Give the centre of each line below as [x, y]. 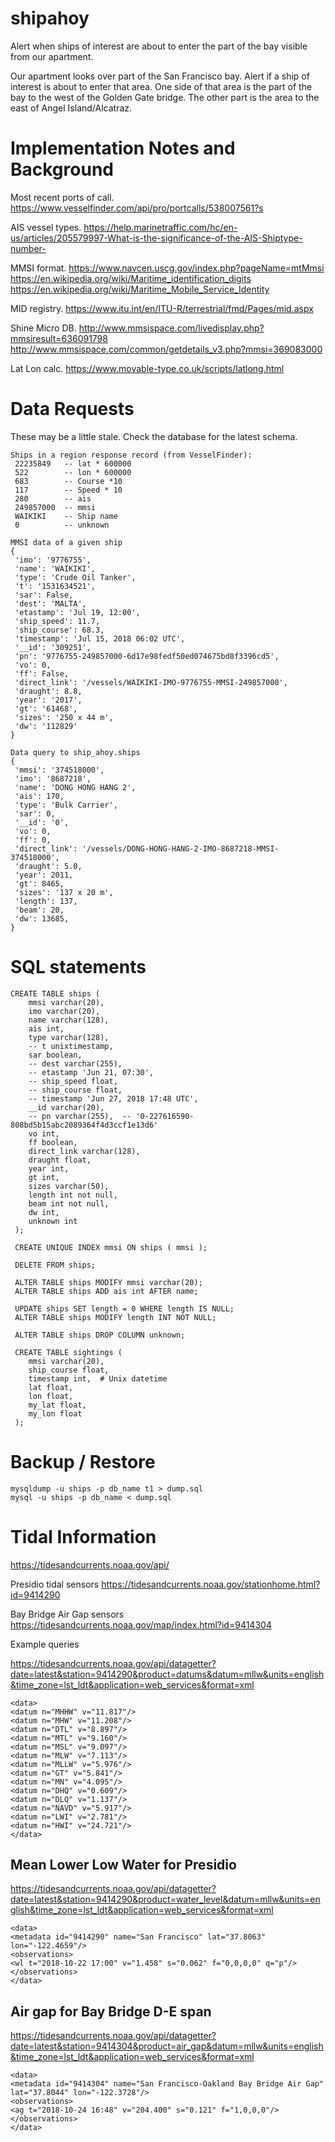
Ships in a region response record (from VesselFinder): [131, 455]
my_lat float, [57, 1405]
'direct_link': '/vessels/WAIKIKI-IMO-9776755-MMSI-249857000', [151, 682]
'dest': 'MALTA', [50, 603]
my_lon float [55, 1413]
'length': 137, [46, 901]
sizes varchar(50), [69, 1186]
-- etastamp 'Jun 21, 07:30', [91, 1072]
